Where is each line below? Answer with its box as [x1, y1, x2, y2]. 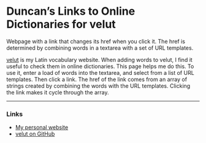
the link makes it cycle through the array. [6, 88, 109, 96]
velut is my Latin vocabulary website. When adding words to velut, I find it [6, 56, 193, 63]
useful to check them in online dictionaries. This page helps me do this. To [6, 63, 194, 70]
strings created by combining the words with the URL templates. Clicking [6, 82, 191, 90]
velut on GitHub [15, 130, 55, 137]
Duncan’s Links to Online [6, 4, 135, 18]
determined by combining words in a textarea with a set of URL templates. [6, 44, 194, 52]
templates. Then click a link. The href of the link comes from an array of [6, 75, 188, 83]
